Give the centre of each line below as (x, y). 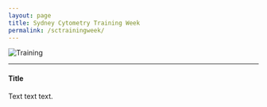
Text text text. (31, 96)
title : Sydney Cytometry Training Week (74, 23)
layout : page (30, 15)
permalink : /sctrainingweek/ (56, 30)
